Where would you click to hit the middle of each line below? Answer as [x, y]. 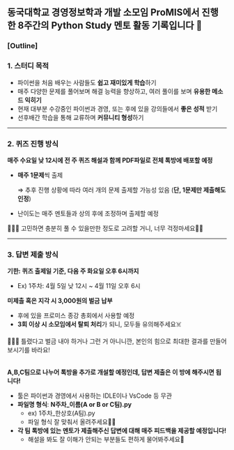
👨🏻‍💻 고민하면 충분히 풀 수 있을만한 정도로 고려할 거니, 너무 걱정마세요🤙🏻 [105, 228]
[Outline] [23, 46]
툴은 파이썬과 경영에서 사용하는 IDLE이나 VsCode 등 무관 [95, 396]
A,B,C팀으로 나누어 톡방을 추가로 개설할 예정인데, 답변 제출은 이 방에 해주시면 [111, 373]
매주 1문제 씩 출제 [40, 175]
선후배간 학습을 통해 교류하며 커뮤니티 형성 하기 [80, 117]
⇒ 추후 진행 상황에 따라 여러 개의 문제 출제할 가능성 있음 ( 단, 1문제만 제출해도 [122, 190]
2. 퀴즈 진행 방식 [33, 144]
